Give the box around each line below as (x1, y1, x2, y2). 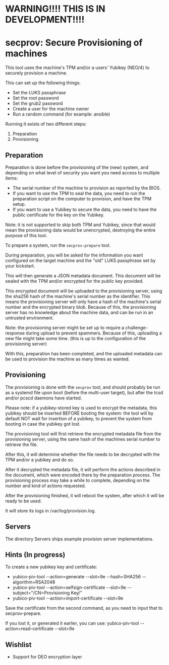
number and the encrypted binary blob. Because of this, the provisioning (5, 304, 156, 310)
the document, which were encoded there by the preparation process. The (5, 472, 160, 478)
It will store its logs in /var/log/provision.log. (5, 507, 96, 513)
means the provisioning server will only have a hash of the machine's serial (5, 299, 161, 305)
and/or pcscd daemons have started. (5, 395, 82, 401)
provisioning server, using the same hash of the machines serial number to (5, 436, 160, 442)
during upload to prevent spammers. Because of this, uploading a (26, 330, 162, 336)
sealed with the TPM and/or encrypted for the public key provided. (5, 278, 144, 284)
